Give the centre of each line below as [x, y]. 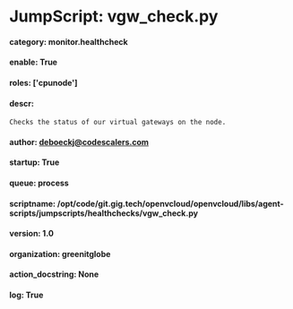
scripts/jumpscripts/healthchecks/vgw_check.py [104, 213]
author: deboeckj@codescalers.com [79, 142]
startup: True [34, 162]
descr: [22, 103]
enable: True [34, 62]
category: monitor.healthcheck [69, 41]
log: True [26, 295]
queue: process [39, 183]
